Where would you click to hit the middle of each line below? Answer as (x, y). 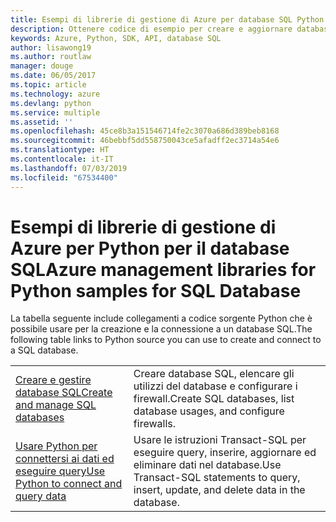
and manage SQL (56, 405)
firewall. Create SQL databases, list (214, 399)
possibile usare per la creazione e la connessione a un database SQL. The (161, 329)
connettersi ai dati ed (65, 459)
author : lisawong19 (51, 47)
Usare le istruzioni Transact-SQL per (220, 440)
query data (41, 496)
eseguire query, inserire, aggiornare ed (225, 453)
